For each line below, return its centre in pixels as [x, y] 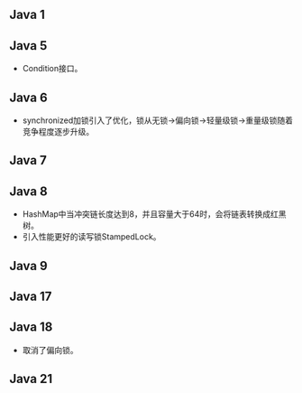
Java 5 [28, 46]
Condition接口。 [52, 69]
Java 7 [28, 160]
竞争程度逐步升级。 [58, 132]
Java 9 [28, 266]
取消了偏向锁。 [50, 350]
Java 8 [28, 191]
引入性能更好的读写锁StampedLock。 [92, 237]
